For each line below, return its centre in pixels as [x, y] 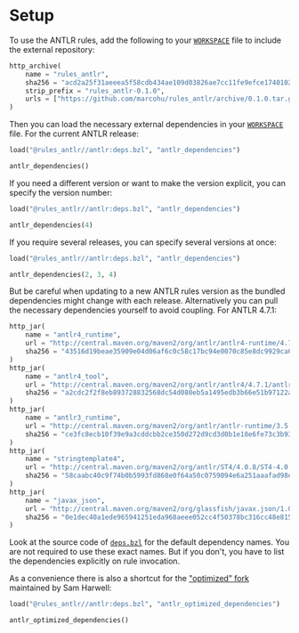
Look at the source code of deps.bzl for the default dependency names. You [149, 542]
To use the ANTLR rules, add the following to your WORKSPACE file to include [145, 40]
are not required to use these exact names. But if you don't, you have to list [147, 552]
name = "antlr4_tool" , [67, 376]
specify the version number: [61, 192]
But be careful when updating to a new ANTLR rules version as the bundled [147, 291]
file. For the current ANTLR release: [74, 134]
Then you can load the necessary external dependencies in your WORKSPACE [146, 125]
